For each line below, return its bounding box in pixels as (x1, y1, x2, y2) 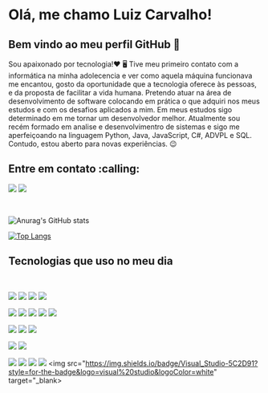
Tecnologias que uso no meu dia (8, 254, 173, 268)
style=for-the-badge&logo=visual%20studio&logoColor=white (8, 367, 214, 376)
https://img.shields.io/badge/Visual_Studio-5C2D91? (85, 359, 258, 368)
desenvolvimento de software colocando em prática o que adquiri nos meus (8, 96, 261, 106)
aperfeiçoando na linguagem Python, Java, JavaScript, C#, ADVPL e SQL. (8, 131, 253, 140)
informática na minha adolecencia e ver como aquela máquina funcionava (8, 71, 253, 80)
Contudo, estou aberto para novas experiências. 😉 (8, 139, 177, 148)
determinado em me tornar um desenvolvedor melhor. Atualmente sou (8, 114, 241, 123)
